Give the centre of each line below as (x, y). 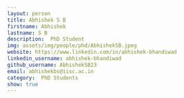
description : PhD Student (46, 39)
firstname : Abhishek (37, 26)
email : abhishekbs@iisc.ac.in (51, 71)
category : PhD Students (43, 78)
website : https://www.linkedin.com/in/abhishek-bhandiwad (92, 52)
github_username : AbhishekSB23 (52, 65)
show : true (23, 84)
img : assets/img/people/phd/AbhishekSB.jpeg (72, 46)
